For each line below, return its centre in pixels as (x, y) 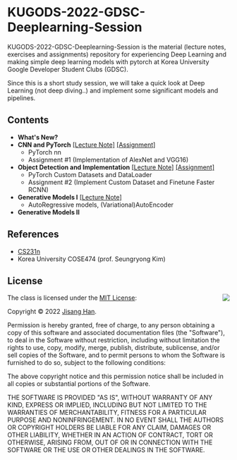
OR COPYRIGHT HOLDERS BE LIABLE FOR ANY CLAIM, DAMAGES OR (109, 428)
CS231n (29, 251)
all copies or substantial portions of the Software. (79, 384)
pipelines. (22, 98)
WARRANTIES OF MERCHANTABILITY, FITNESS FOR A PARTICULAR (107, 413)
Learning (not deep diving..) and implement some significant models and (113, 90)
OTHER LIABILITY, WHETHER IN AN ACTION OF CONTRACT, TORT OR (110, 435)
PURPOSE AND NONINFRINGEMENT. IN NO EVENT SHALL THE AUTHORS (116, 420)
